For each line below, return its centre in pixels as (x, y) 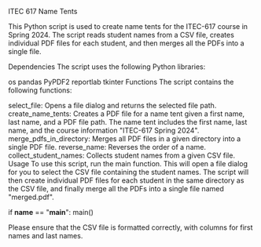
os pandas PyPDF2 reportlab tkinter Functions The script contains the (121, 82)
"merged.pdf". (31, 197)
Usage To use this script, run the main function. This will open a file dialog (128, 163)
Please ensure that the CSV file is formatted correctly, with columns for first (130, 227)
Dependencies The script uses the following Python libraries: (107, 67)
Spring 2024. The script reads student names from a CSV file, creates (121, 35)
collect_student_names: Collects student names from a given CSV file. (122, 155)
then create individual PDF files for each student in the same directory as (126, 180)
